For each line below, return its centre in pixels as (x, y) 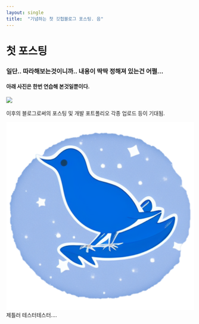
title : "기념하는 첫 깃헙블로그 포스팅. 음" (55, 19)
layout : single (25, 13)
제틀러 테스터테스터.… (32, 315)
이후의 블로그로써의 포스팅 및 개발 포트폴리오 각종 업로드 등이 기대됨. (85, 113)
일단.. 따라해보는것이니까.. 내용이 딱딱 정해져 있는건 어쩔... (85, 71)
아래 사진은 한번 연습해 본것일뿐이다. (48, 87)
